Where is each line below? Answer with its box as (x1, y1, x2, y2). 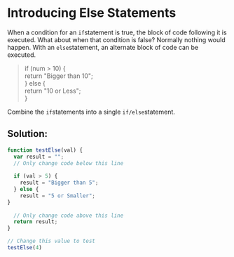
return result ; (13, 218, 58, 225)
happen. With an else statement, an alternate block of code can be (7, 43, 198, 51)
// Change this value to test (7, 237, 96, 245)
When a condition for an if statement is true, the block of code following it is (7, 28, 227, 37)
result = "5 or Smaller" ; (20, 192, 96, 199)
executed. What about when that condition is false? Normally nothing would (7, 35, 226, 44)
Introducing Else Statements (7, 5, 177, 21)
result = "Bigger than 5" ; (20, 179, 99, 187)
